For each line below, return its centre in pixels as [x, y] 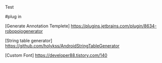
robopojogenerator [24, 31]
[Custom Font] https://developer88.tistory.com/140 [56, 55]
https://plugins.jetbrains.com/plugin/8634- [114, 26]
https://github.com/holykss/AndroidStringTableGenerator [62, 46]
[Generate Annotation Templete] [37, 26]
